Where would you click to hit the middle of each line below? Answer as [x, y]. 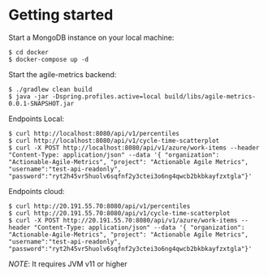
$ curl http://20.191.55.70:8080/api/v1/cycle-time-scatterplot [119, 213]
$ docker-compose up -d [49, 59]
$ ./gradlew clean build [50, 89]
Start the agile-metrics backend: [63, 74]
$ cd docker [28, 52]
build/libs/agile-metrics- [210, 96]
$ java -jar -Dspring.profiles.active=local [85, 96]
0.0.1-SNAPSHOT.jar [41, 103]
